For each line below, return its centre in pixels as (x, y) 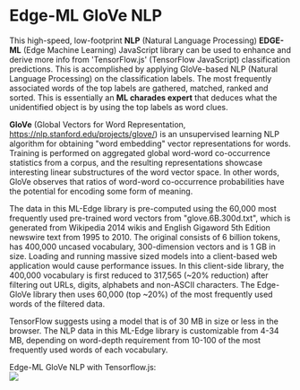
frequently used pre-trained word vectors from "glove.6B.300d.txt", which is (150, 218)
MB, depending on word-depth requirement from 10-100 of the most (135, 340)
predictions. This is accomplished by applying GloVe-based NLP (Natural (144, 69)
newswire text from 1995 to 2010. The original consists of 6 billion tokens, (145, 237)
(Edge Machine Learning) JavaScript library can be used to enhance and (157, 49)
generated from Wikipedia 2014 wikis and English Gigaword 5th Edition (140, 227)
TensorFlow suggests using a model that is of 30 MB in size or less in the (144, 321)
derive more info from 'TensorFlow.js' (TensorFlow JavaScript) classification (150, 59)
